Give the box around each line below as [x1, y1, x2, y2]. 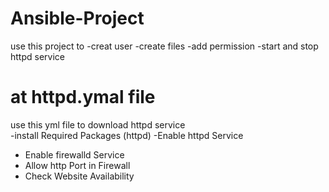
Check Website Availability [24, 170, 135, 182]
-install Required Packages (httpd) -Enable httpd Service [10, 129, 244, 141]
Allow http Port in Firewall [24, 159, 131, 171]
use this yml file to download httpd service [10, 118, 186, 131]
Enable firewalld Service [24, 148, 125, 161]
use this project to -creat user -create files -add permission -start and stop [10, 40, 319, 52]
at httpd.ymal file [10, 86, 156, 109]
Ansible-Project [10, 7, 145, 30]
